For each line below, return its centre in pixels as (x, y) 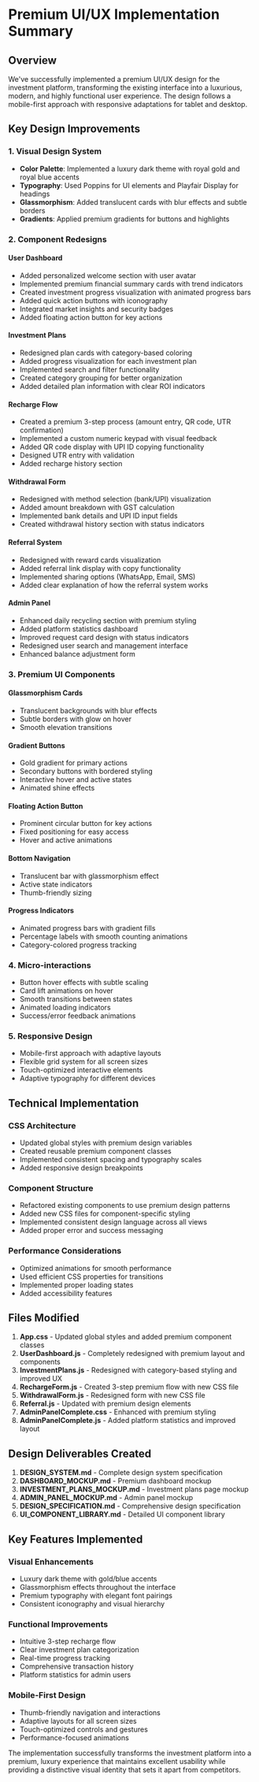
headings (35, 194)
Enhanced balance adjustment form (77, 654)
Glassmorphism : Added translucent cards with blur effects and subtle (133, 202)
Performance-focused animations (74, 1737)
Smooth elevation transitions (66, 727)
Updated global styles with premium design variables (106, 1143)
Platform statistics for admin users (75, 1675)
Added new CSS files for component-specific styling (105, 1213)
